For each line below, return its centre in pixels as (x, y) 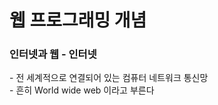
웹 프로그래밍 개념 (78, 20)
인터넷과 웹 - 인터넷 (53, 54)
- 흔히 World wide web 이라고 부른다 (82, 90)
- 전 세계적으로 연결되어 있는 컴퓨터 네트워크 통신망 (109, 78)
